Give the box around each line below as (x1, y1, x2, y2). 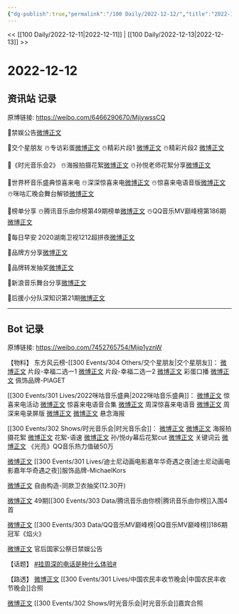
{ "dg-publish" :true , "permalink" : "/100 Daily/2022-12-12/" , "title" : (7, 10, 212, 18)
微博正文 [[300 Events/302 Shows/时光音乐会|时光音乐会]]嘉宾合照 (7, 599, 203, 608)
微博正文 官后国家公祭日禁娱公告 (7, 545, 103, 553)
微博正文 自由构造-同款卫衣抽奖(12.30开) (7, 481, 126, 490)
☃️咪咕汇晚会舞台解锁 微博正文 (7, 189, 95, 198)
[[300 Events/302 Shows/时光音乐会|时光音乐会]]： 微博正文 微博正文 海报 (7, 424, 225, 433)
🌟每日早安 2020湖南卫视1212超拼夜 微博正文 (7, 232, 135, 241)
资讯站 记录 (7, 93, 57, 105)
